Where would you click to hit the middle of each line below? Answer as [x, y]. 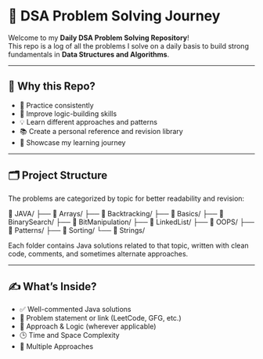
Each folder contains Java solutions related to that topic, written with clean [128, 245]
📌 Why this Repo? [52, 87]
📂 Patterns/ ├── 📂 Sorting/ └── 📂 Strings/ [77, 230]
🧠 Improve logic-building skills [68, 114]
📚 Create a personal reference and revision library [101, 131]
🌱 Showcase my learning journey [72, 142]
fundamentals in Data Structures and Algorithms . [89, 54]
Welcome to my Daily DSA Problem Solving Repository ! [99, 38]
